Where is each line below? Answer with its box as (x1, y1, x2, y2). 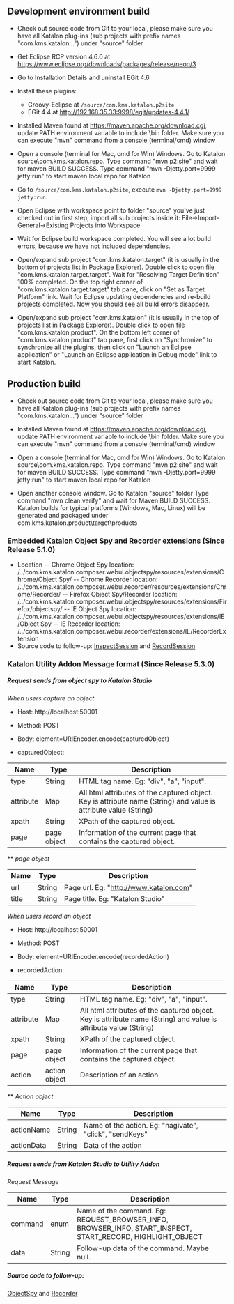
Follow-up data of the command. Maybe (76, 1243, 209, 1253)
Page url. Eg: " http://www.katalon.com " (63, 882, 193, 892)
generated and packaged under (17, 511, 109, 519)
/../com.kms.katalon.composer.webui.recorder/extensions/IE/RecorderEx (17, 627, 226, 635)
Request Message (7, 1177, 59, 1186)
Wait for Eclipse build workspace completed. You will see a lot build (17, 234, 211, 243)
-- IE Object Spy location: (63, 604, 137, 613)
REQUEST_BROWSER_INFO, (76, 1214, 169, 1224)
